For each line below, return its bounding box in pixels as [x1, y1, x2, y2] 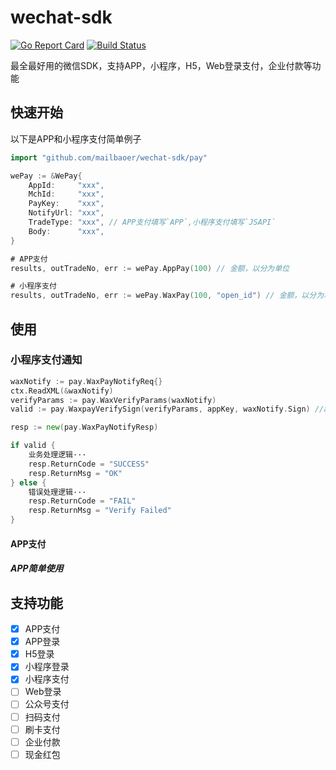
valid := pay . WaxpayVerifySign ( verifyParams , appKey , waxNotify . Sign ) [10, 404, 311, 415]
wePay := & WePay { [10, 171, 83, 181]
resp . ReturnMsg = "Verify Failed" [28, 506, 172, 516]
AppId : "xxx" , [28, 180, 105, 190]
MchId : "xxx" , [28, 189, 105, 200]
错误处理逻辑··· [28, 487, 87, 497]
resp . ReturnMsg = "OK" [28, 468, 123, 478]
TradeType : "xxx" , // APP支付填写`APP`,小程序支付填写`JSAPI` [28, 217, 277, 227]
